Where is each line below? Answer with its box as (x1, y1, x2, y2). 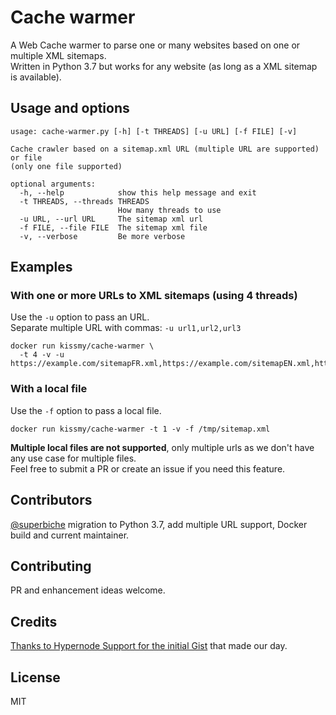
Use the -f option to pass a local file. (10, 404, 162, 416)
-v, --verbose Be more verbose (19, 231, 186, 241)
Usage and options (10, 100, 130, 117)
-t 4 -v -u (19, 350, 65, 360)
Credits (10, 613, 58, 630)
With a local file (10, 382, 88, 396)
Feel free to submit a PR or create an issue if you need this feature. (10, 462, 286, 475)
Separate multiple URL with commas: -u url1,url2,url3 (10, 322, 242, 334)
